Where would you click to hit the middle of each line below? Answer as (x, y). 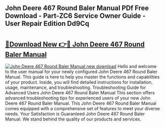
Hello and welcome (137, 66)
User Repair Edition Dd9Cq (47, 24)
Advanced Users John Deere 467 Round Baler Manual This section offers (80, 93)
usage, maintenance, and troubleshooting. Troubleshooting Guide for (76, 87)
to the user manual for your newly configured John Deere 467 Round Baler (81, 72)
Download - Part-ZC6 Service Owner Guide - (76, 16)
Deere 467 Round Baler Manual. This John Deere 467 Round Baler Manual (81, 103)
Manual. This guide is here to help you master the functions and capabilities (82, 77)
